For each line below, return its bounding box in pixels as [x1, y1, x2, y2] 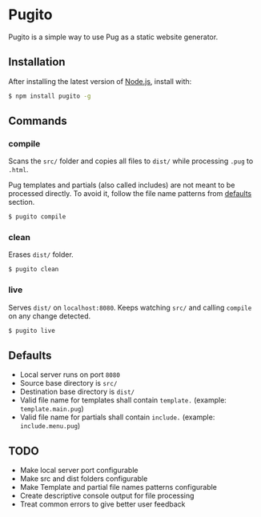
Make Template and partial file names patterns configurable [19, 483, 218, 492]
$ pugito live [8, 327, 56, 335]
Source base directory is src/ [19, 379, 118, 388]
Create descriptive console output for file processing [19, 491, 195, 501]
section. [8, 198, 35, 207]
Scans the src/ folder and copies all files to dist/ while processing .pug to [8, 156, 254, 166]
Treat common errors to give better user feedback [19, 499, 186, 509]
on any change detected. [8, 311, 90, 321]
